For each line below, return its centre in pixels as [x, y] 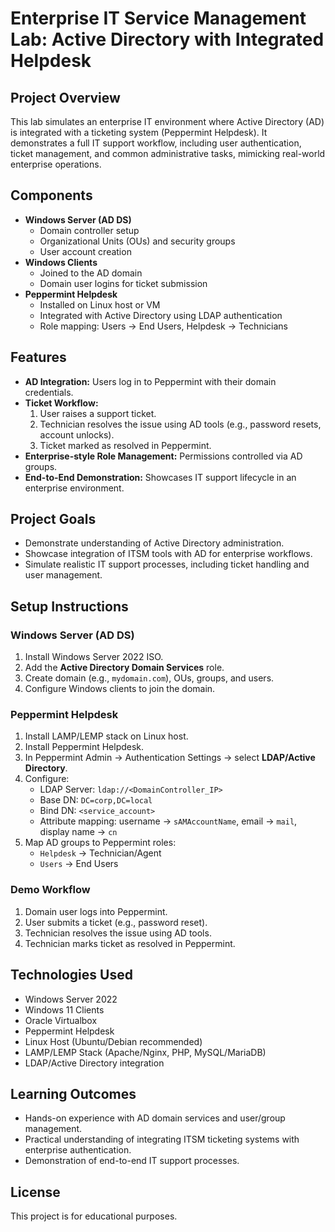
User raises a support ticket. [98, 413]
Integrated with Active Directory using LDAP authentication [161, 315]
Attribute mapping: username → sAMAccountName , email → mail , [168, 821]
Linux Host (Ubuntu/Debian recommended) [113, 1041]
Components [51, 195]
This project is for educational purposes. [94, 1216]
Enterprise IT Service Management [158, 18]
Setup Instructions [69, 606]
